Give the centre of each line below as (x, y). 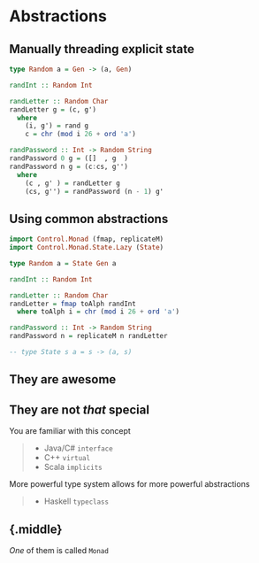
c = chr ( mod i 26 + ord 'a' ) (81, 135)
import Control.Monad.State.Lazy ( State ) (87, 248)
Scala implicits (73, 467)
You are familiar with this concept (70, 431)
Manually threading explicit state (102, 49)
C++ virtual (67, 458)
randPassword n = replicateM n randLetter (88, 336)
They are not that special (80, 409)
